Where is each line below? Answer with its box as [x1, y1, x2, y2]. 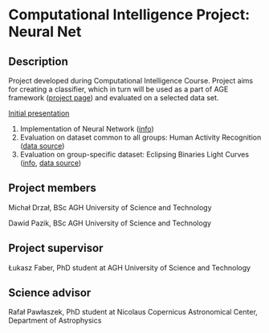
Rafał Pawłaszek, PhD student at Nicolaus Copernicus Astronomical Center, [8, 307, 259, 317]
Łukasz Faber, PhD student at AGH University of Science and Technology [8, 262, 251, 272]
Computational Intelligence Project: [8, 6, 251, 24]
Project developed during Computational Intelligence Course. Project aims [8, 76, 254, 85]
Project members [8, 181, 96, 195]
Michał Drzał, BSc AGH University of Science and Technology [8, 202, 212, 212]
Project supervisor [8, 242, 104, 255]
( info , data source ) [19, 158, 82, 168]
